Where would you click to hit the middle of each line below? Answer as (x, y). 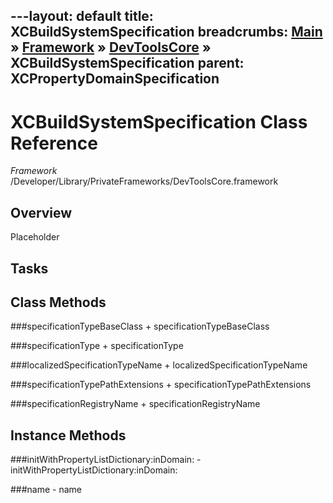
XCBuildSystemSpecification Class (159, 121)
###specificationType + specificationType (97, 346)
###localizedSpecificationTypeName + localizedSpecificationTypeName (159, 365)
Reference (54, 143)
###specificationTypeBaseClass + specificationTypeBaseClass (140, 326)
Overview (41, 212)
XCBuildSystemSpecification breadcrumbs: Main (166, 32)
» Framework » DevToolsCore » (111, 47)
